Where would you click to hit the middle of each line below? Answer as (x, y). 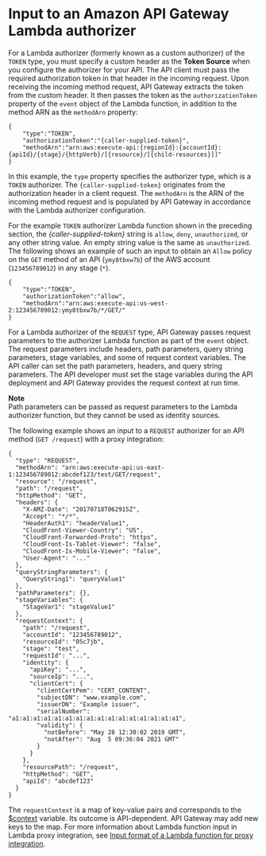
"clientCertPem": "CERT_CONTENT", (94, 690)
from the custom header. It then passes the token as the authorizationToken (133, 95)
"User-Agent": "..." (56, 558)
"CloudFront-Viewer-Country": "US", (83, 530)
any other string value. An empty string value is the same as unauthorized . (130, 242)
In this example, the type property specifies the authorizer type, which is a (130, 176)
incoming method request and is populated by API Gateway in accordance (130, 201)
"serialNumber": (64, 711)
